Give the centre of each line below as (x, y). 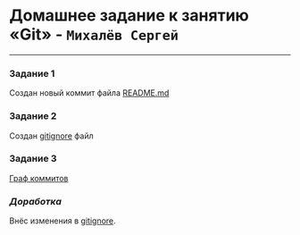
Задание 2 (33, 116)
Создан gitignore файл (51, 136)
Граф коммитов (39, 178)
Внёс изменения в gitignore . (62, 221)
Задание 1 (32, 73)
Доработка (36, 201)
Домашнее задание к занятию (129, 16)
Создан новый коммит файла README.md (89, 93)
